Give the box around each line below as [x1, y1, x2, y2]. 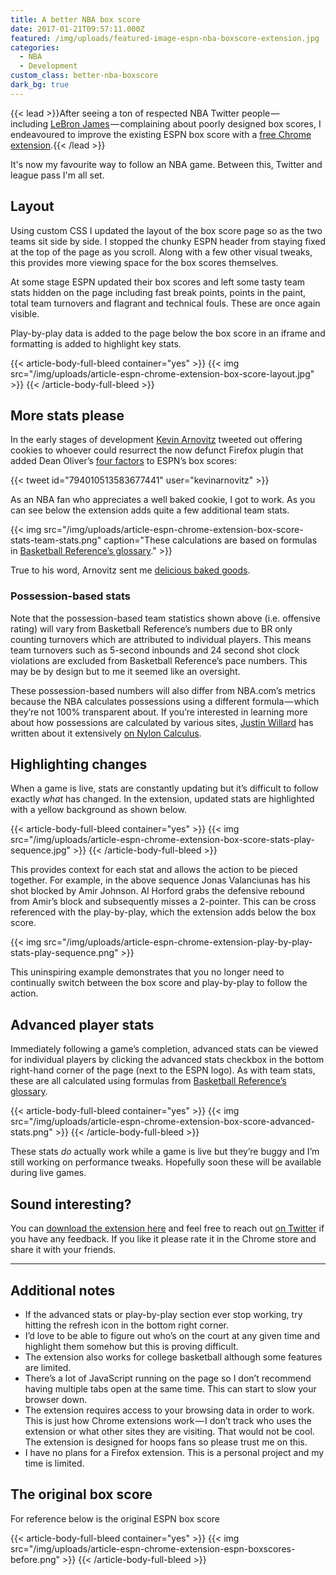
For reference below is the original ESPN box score [10, 1512, 221, 1525]
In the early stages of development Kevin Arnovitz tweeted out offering [10, 434, 303, 446]
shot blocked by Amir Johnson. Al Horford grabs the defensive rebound [10, 885, 305, 897]
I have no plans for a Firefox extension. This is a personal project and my [24, 1446, 325, 1458]
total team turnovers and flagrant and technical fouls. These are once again [10, 297, 321, 309]
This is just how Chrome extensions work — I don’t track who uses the [24, 1414, 312, 1426]
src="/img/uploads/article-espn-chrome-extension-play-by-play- [43, 936, 313, 948]
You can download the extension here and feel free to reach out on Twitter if [10, 1222, 325, 1235]
